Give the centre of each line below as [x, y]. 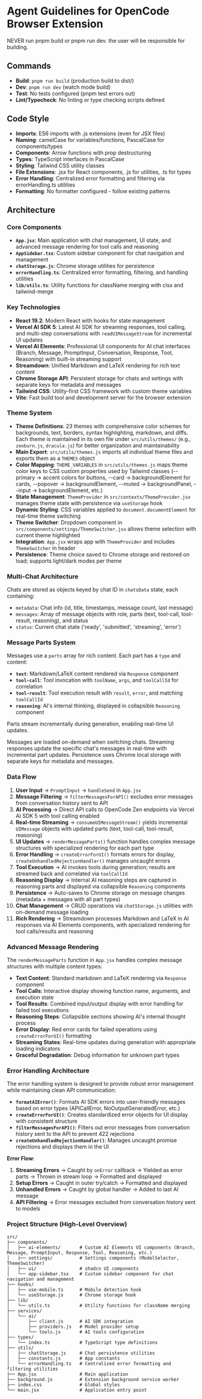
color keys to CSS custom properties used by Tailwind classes [93, 471]
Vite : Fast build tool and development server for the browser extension [103, 397]
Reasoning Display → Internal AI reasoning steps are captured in [96, 880]
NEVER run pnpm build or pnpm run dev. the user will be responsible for [96, 40]
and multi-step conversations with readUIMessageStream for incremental [103, 333]
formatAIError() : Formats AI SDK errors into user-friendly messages [100, 1102]
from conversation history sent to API [62, 803]
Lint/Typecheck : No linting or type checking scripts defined [90, 100]
